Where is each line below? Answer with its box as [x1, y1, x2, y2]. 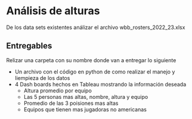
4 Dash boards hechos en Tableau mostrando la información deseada [14, 81, 187, 88]
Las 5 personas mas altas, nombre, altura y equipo [23, 93, 148, 100]
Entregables [6, 41, 52, 51]
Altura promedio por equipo [23, 87, 92, 94]
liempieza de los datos [14, 74, 70, 81]
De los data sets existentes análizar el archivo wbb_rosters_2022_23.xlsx [6, 24, 185, 31]
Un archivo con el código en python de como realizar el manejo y [14, 68, 175, 75]
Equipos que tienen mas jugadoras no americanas [23, 105, 147, 113]
